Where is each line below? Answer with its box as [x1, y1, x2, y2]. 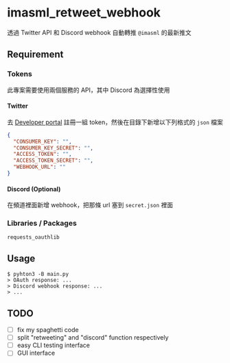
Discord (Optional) [7, 185, 61, 193]
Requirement [7, 49, 64, 60]
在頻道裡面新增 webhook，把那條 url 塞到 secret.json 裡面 [7, 201, 174, 209]
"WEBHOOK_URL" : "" [13, 163, 67, 171]
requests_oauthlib [7, 234, 60, 241]
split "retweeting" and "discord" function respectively [16, 333, 169, 342]
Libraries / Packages [7, 218, 77, 228]
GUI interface [16, 349, 56, 358]
